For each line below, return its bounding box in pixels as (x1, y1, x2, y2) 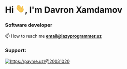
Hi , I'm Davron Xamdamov (5, 4, 123, 15)
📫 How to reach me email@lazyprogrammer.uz (5, 33, 102, 39)
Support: (5, 47, 27, 54)
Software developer (5, 22, 53, 28)
